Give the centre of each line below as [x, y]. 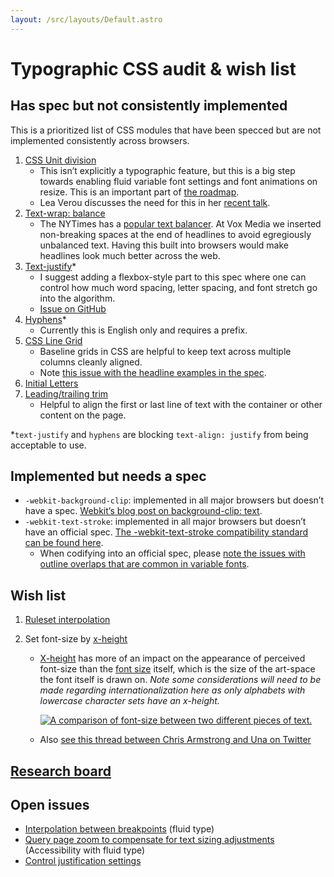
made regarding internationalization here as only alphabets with [172, 690]
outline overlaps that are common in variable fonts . [144, 564]
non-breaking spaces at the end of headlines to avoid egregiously [175, 234]
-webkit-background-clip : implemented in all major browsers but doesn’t [174, 500]
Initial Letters [51, 383]
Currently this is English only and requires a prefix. [143, 330]
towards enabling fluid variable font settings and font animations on [178, 181]
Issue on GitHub [73, 308]
